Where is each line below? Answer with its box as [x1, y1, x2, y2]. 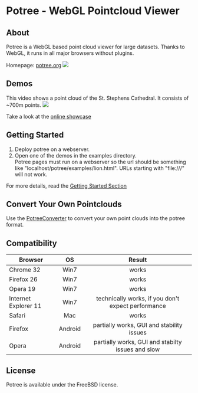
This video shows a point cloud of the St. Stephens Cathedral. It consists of [6, 94, 189, 101]
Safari [9, 312, 25, 320]
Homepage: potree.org [6, 62, 62, 68]
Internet [9, 294, 31, 303]
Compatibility [6, 238, 57, 248]
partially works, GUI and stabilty [93, 338, 182, 346]
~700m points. [6, 101, 42, 109]
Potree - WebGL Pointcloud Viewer [6, 4, 180, 18]
